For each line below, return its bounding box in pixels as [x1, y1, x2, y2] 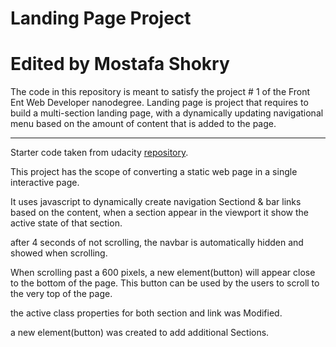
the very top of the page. [10, 288, 113, 300]
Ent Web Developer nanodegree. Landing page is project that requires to [10, 97, 309, 109]
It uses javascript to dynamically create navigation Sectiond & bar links [10, 196, 302, 208]
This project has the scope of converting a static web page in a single [10, 166, 298, 178]
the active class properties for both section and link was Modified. [10, 307, 283, 319]
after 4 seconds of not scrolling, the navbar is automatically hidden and [10, 237, 304, 249]
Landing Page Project [10, 7, 192, 30]
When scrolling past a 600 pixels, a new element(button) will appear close [10, 267, 316, 279]
